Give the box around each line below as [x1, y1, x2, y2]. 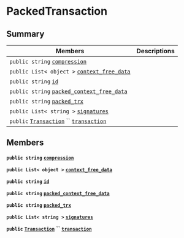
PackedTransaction [6, 4, 108, 18]
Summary [6, 29, 45, 39]
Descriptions [136, 47, 175, 55]
